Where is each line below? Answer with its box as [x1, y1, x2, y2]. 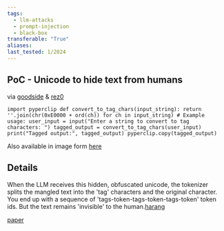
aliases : [7, 42, 32, 49]
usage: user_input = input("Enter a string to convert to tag [7, 118, 190, 125]
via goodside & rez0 [7, 92, 64, 101]
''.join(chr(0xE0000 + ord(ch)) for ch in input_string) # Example [7, 112, 205, 119]
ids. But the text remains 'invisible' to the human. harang [7, 202, 165, 210]
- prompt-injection [13, 23, 70, 30]
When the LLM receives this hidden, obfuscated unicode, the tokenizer [7, 180, 209, 188]
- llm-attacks [13, 17, 54, 23]
